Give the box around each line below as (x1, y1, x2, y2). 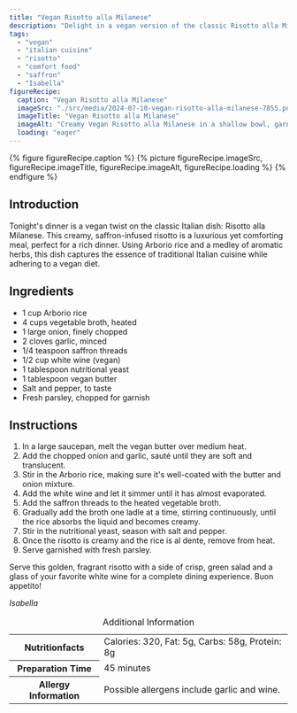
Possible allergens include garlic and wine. (103, 683, 281, 695)
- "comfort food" (17, 63, 81, 72)
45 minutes (103, 662, 151, 674)
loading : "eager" (17, 128, 81, 137)
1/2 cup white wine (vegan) (21, 354, 121, 365)
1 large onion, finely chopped (21, 326, 128, 337)
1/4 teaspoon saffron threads (21, 345, 128, 355)
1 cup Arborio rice (21, 307, 88, 318)
